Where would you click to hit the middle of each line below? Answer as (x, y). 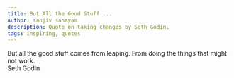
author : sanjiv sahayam (43, 20)
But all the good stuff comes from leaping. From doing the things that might (117, 53)
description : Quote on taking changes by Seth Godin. (89, 27)
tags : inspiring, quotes (44, 33)
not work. (21, 61)
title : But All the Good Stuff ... (60, 14)
